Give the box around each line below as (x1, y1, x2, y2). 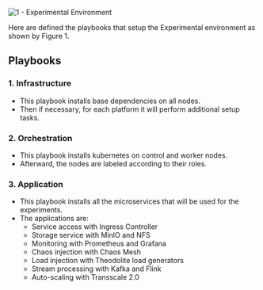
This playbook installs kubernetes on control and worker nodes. (19, 151, 228, 160)
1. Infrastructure (8, 78, 71, 89)
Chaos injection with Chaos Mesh (31, 247, 141, 257)
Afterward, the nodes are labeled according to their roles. (19, 158, 208, 168)
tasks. (19, 113, 40, 122)
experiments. (19, 205, 63, 215)
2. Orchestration (8, 132, 73, 143)
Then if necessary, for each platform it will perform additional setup (19, 104, 240, 114)
